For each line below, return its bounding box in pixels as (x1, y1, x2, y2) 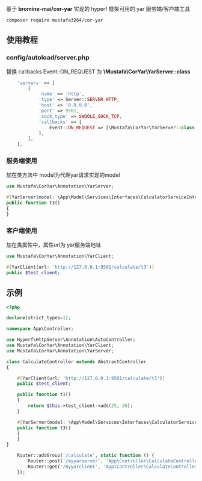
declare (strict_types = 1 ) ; (6, 315, 71, 321)
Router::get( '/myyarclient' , (28, 464, 101, 470)
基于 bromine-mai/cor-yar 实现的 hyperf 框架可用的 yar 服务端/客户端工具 (6, 5, 191, 12)
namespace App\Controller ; (6, 326, 74, 332)
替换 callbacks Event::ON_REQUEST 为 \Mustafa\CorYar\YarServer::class (6, 68, 191, 75)
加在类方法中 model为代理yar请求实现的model (6, 171, 120, 179)
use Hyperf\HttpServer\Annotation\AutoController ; (6, 337, 136, 343)
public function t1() (17, 391, 71, 398)
